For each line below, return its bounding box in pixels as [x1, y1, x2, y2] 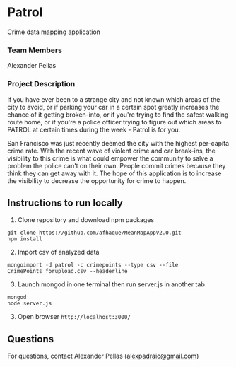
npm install [7, 235, 42, 243]
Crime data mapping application [7, 28, 101, 36]
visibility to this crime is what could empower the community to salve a [7, 153, 213, 163]
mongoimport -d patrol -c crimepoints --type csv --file [7, 262, 179, 269]
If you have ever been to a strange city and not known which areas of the [7, 95, 220, 103]
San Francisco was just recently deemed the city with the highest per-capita [7, 139, 230, 147]
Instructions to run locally [7, 197, 124, 209]
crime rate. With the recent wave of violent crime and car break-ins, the [7, 146, 216, 155]
